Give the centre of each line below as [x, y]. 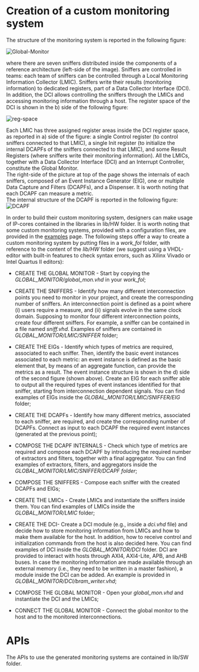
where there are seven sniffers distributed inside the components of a [91, 63]
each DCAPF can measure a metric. [50, 193]
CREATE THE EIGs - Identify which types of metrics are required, [94, 346]
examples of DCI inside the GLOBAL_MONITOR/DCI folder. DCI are [96, 549]
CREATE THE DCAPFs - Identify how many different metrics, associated [102, 415]
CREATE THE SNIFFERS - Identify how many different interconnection [100, 291]
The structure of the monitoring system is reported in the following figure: [96, 40]
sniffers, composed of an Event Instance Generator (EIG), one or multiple [95, 181]
